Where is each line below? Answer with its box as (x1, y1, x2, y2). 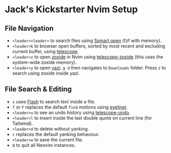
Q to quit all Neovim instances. (12, 142, 76, 148)
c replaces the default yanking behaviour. (12, 131, 100, 137)
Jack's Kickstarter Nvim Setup (5, 4, 138, 15)
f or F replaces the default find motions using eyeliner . (12, 104, 128, 110)
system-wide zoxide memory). (12, 59, 77, 65)
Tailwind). (12, 120, 33, 126)
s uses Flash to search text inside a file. (12, 98, 96, 104)
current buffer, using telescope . (12, 49, 79, 54)
